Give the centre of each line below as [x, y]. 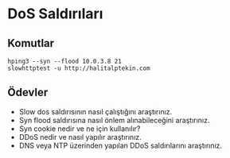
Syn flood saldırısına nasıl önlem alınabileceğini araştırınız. [114, 120]
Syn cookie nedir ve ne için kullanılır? [80, 129]
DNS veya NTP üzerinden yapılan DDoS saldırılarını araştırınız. [121, 145]
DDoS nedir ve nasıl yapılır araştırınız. [80, 137]
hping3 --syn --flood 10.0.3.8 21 [65, 61]
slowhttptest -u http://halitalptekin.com [79, 68]
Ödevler [28, 92]
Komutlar [31, 43]
